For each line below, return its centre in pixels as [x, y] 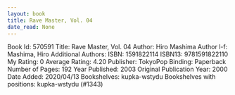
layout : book [26, 14]
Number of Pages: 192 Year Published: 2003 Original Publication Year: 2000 [118, 69]
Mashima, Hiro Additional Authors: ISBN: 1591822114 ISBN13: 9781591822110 [118, 54]
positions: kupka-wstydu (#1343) [55, 84]
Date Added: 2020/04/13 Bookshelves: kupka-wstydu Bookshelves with [112, 77]
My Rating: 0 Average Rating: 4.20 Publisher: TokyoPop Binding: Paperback [117, 62]
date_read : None [31, 27]
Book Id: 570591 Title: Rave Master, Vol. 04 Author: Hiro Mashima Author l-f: [118, 47]
